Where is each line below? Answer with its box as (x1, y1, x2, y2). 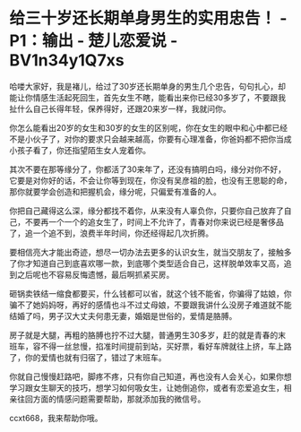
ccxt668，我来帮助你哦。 (9, 412, 103, 423)
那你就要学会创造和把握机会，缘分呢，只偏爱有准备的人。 (9, 186, 221, 197)
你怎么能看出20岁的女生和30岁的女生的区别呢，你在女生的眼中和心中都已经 (9, 122, 288, 133)
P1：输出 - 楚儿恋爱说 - (9, 30, 178, 51)
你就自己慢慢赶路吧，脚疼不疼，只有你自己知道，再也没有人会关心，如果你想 (9, 371, 292, 382)
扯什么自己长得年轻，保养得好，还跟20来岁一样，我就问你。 (9, 103, 231, 114)
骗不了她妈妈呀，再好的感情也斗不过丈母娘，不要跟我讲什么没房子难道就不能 (9, 299, 292, 310)
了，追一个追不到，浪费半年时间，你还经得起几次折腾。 (9, 228, 213, 238)
